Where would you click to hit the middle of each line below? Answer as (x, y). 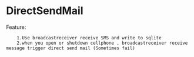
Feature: (16, 27)
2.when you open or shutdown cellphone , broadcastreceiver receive (102, 43)
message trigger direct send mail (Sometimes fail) (71, 48)
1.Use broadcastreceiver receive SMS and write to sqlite (89, 38)
